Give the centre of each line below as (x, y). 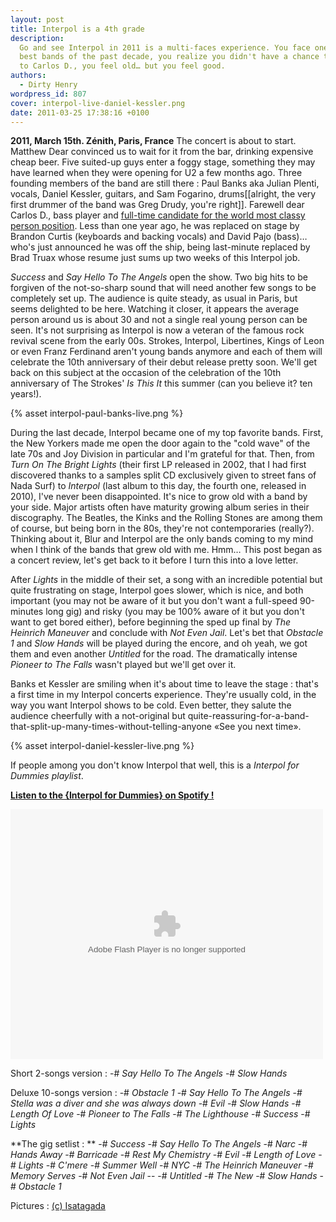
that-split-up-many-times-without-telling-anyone (111, 727)
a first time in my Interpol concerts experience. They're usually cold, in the (163, 695)
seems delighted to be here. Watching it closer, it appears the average (155, 309)
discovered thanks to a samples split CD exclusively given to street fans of (163, 475)
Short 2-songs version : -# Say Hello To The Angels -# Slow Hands (149, 1073)
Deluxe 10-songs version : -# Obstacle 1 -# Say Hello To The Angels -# (156, 1093)
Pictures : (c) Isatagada (58, 1206)
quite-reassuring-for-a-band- (248, 716)
